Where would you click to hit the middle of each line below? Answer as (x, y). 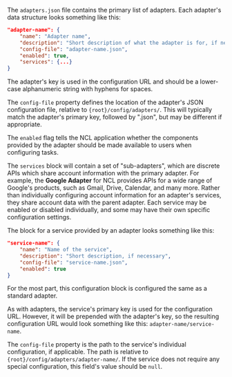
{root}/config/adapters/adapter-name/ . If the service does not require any (113, 359)
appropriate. (25, 124)
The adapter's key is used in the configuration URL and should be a (103, 81)
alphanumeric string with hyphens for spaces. (88, 89)
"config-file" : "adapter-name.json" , (74, 49)
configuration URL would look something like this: (78, 324)
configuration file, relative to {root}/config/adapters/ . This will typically (110, 110)
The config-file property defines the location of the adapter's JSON (105, 102)
